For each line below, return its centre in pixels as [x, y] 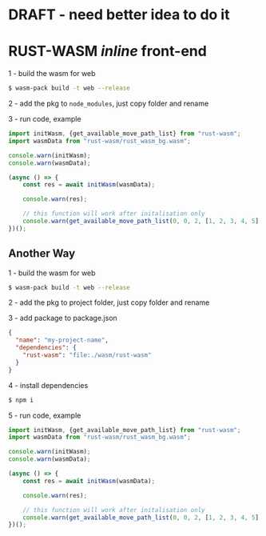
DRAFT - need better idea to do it [119, 15]
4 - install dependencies [48, 385]
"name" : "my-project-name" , [62, 340]
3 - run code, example [45, 119]
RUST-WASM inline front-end [108, 52]
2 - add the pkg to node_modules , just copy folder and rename [109, 103]
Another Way [42, 254]
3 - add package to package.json [63, 318]
